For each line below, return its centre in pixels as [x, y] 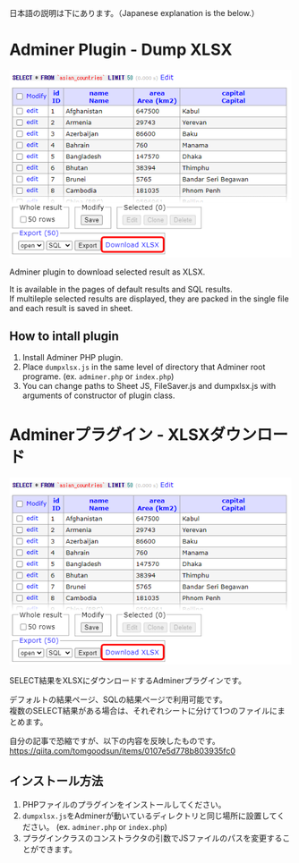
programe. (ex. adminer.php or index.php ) [98, 377]
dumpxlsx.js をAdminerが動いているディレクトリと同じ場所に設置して [149, 816]
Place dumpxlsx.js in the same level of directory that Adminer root [144, 367]
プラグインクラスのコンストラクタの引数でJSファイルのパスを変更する [152, 838]
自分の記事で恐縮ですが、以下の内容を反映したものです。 [115, 741]
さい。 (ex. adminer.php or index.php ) [99, 826]
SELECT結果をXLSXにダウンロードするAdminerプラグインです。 [128, 681]
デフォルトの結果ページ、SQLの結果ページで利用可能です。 [119, 699]
